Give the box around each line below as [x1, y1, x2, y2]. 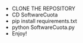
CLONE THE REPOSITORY [11, 5, 76, 12]
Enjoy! [11, 30, 27, 37]
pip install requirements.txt [11, 18, 77, 24]
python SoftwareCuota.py [11, 24, 75, 31]
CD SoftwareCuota [11, 11, 58, 18]
